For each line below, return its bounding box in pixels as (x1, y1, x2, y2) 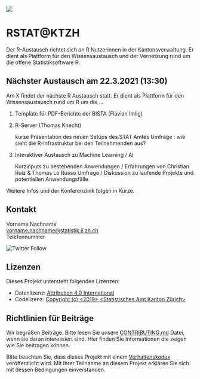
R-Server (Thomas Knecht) (14, 122, 82, 129)
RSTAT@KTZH (6, 26, 80, 40)
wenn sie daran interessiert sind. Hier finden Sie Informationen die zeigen (6, 335, 187, 342)
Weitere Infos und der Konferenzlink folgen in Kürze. (6, 187, 135, 194)
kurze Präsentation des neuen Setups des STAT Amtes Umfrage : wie (14, 133, 186, 140)
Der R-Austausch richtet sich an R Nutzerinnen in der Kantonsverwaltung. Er (6, 46, 194, 53)
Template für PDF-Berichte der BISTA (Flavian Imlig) (14, 110, 143, 117)
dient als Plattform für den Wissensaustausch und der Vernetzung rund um (6, 52, 190, 59)
